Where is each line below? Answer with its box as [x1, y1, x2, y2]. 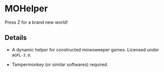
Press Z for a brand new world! [4, 19, 68, 25]
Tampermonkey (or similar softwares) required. [11, 61, 109, 67]
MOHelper [4, 3, 48, 14]
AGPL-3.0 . [11, 52, 32, 58]
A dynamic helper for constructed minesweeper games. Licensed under [11, 46, 160, 52]
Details [4, 34, 27, 42]
